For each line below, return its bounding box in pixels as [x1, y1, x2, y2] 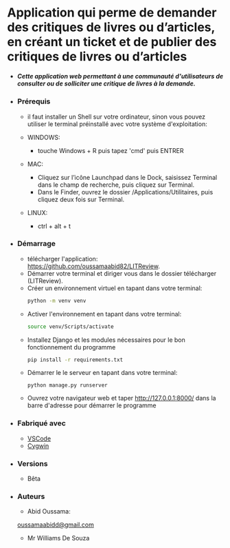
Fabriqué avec [16, 418, 67, 428]
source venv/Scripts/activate [27, 323, 115, 330]
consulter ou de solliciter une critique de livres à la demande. [16, 79, 196, 88]
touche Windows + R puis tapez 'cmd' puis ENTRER [37, 146, 184, 154]
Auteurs [16, 491, 45, 501]
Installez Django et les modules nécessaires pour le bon [27, 336, 185, 344]
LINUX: [27, 208, 48, 216]
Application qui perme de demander [7, 5, 217, 21]
